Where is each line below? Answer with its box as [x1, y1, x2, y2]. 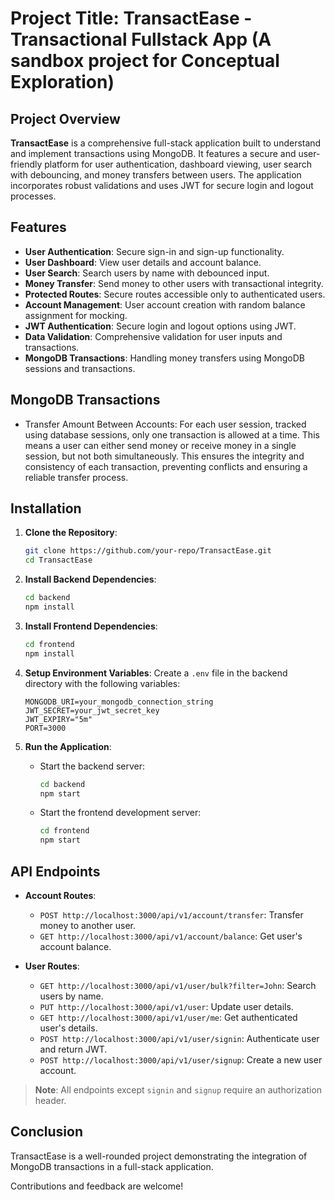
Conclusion [10, 1123, 84, 1141]
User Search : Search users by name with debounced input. [24, 267, 270, 279]
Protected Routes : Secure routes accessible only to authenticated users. [24, 288, 326, 300]
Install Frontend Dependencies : [24, 620, 158, 632]
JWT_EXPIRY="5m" [24, 714, 93, 724]
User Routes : [24, 960, 80, 972]
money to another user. [39, 920, 137, 931]
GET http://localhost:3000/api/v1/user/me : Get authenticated [39, 1012, 298, 1023]
